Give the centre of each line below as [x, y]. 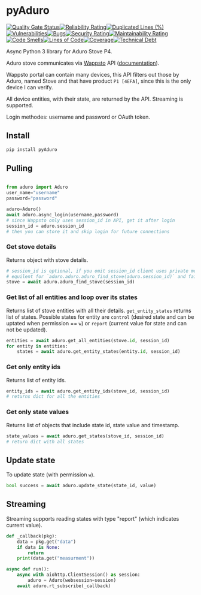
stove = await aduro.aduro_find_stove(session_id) [71, 282]
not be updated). [27, 330]
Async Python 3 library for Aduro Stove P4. [59, 51]
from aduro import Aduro [37, 187]
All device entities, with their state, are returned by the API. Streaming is [95, 99]
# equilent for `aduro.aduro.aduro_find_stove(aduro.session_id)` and [96, 276]
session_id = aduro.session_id [45, 226]
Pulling [19, 168]
